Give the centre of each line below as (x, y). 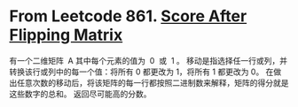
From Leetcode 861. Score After (128, 16)
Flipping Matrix (66, 35)
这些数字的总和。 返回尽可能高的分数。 (80, 94)
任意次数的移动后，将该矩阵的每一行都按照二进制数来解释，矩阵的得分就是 (153, 82)
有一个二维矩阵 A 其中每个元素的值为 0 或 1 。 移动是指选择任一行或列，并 (149, 60)
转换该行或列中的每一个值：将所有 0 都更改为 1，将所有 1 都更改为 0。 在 (141, 72)
